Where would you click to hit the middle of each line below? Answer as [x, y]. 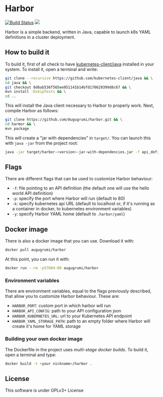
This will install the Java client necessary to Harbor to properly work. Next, [80, 105]
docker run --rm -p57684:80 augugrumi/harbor [52, 268]
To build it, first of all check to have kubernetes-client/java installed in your [80, 64]
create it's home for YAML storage [46, 327]
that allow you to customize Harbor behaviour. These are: [62, 296]
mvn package [17, 129]
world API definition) [33, 193]
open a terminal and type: [31, 355]
